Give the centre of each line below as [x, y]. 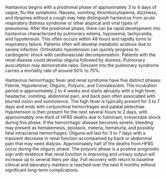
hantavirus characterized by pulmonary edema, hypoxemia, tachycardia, [79, 34]
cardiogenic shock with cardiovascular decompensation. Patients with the [81, 55]
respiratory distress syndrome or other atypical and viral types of [72, 23]
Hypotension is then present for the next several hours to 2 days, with [76, 112]
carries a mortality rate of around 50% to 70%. [53, 71]
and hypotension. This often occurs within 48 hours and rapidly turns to [78, 39]
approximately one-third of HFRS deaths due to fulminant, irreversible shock [83, 117]
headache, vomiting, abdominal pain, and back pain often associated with [80, 96]
